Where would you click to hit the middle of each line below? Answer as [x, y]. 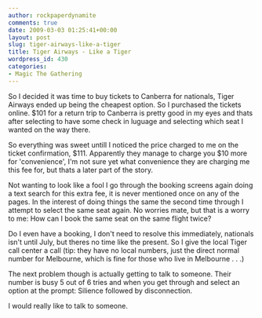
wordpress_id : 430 [38, 60]
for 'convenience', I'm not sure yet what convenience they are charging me [129, 161]
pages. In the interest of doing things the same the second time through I [126, 202]
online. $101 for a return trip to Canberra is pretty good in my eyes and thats [131, 113]
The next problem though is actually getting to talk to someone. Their [120, 274]
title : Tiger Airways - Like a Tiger [70, 52]
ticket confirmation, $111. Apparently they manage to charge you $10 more [128, 153]
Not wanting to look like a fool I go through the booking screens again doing [131, 185]
